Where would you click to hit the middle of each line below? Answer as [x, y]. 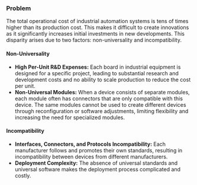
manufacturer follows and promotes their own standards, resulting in [99, 150]
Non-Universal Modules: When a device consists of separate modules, [102, 92]
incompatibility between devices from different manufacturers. [91, 157]
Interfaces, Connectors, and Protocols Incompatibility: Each [90, 144]
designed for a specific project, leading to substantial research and [97, 73]
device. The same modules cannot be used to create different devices [100, 104]
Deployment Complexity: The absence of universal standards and [96, 163]
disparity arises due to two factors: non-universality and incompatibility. [94, 40]
